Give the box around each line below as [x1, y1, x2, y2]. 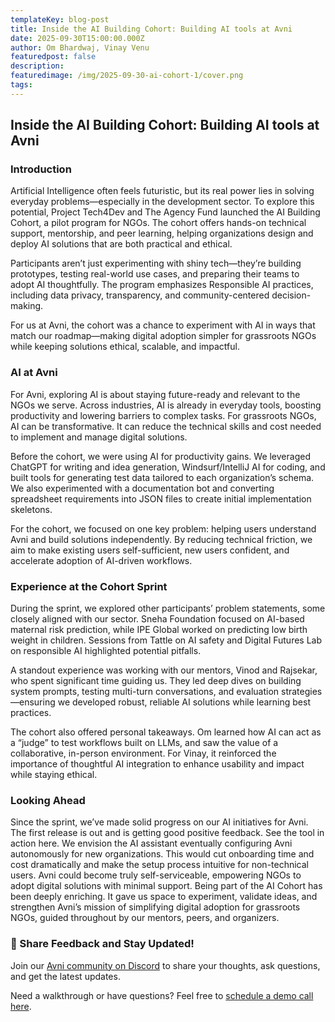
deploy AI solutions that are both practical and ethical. [10, 238, 233, 250]
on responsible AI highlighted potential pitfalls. [10, 645, 202, 657]
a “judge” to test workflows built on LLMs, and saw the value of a [10, 737, 279, 749]
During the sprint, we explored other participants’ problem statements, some [10, 602, 326, 615]
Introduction [10, 162, 72, 176]
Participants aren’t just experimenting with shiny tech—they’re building [10, 257, 302, 270]
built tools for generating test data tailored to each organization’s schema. [10, 471, 315, 483]
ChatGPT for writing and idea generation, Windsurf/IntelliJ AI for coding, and [10, 461, 326, 473]
